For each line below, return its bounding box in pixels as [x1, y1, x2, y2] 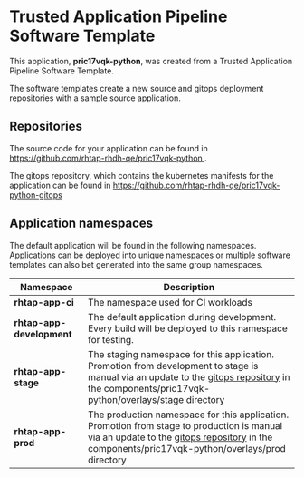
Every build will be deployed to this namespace [87, 322, 288, 335]
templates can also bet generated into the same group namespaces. [9, 259, 264, 269]
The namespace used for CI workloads [87, 296, 253, 308]
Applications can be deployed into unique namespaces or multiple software [9, 249, 291, 260]
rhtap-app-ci [14, 296, 74, 308]
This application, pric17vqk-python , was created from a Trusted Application [9, 55, 293, 66]
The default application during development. [87, 310, 277, 323]
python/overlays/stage [87, 393, 185, 405]
